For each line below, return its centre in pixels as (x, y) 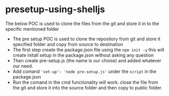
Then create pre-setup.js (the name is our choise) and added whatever (87, 60)
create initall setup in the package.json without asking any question (83, 55)
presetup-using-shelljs (55, 9)
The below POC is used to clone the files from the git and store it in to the (82, 23)
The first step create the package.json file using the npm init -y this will (88, 50)
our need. (23, 66)
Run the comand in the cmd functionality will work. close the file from (86, 82)
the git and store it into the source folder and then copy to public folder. (88, 87)
